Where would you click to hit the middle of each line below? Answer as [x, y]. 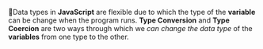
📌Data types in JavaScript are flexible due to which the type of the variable [132, 12]
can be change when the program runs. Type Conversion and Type [119, 20]
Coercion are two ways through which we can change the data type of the [131, 28]
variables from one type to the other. [69, 37]
